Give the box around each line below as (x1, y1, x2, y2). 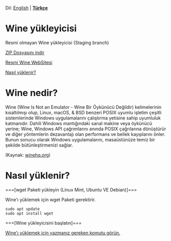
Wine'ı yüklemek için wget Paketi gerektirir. (5, 197, 96, 203)
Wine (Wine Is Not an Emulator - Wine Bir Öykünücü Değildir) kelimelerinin (5, 104, 162, 110)
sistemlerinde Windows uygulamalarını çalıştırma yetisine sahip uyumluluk (5, 115, 161, 121)
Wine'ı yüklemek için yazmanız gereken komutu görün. (5, 230, 120, 236)
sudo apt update (5, 206, 40, 211)
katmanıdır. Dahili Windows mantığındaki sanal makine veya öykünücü (5, 120, 152, 126)
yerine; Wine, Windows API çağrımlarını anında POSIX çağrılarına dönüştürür (5, 126, 166, 132)
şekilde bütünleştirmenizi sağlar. (5, 142, 73, 148)
